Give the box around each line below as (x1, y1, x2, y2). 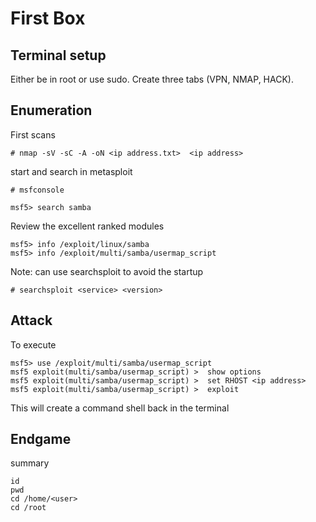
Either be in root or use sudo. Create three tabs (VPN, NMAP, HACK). (10, 73, 294, 85)
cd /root (10, 503, 47, 513)
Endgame (10, 431, 72, 448)
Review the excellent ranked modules (10, 220, 165, 232)
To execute (10, 338, 57, 351)
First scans (10, 128, 56, 141)
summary (10, 457, 50, 469)
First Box (10, 7, 86, 30)
